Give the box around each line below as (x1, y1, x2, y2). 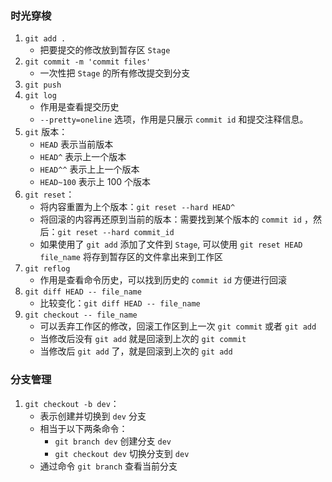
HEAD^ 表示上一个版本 (39, 151, 127, 163)
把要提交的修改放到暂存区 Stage (39, 44, 171, 56)
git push (24, 80, 62, 91)
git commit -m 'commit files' (24, 57, 152, 67)
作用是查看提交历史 (39, 101, 120, 113)
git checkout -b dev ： (24, 397, 120, 409)
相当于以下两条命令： (39, 422, 128, 434)
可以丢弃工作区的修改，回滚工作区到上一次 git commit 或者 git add (39, 320, 317, 332)
